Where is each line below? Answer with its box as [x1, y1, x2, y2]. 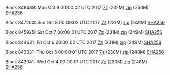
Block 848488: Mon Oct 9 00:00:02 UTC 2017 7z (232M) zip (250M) [5, 5, 149, 10]
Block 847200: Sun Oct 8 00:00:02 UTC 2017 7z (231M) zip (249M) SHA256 [5, 20, 165, 25]
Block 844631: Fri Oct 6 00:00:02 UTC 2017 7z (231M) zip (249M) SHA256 [5, 39, 161, 45]
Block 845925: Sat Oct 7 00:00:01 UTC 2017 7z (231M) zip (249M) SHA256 [5, 29, 162, 35]
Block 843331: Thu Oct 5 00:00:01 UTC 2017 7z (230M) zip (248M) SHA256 [5, 49, 164, 55]
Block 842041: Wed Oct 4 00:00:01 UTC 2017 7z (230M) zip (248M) [5, 59, 147, 65]
